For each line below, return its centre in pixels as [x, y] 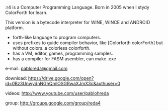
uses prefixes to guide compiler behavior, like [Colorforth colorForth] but [88, 43]
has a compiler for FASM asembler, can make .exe [64, 59]
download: [16, 78]
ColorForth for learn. [26, 13]
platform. [15, 28]
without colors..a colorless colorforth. [51, 48]
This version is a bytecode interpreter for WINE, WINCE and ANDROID [78, 22]
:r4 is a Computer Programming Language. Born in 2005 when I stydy [77, 7]
